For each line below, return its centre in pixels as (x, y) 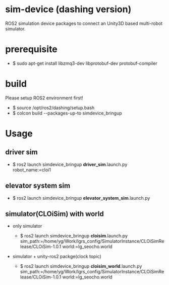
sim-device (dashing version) (68, 9)
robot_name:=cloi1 (32, 170)
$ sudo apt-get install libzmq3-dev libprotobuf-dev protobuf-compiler (85, 63)
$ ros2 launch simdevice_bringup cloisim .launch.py (74, 236)
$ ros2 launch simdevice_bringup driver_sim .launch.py (70, 164)
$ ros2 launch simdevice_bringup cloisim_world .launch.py (81, 266)
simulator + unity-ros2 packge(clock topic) (57, 257)
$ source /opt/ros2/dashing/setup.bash (53, 108)
